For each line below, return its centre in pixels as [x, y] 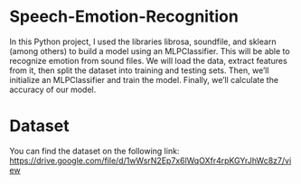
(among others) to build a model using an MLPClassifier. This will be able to [150, 51]
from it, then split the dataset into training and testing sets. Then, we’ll [139, 70]
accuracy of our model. [53, 89]
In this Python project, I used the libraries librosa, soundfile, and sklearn [143, 41]
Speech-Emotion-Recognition [124, 17]
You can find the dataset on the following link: [94, 151]
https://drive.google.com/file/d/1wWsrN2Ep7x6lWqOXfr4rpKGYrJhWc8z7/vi [150, 161]
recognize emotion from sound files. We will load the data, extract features [148, 60]
